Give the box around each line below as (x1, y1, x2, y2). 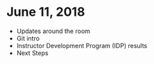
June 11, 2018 (6, 4, 85, 20)
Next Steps (16, 49, 49, 57)
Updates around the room (16, 27, 91, 35)
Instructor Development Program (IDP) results (16, 41, 148, 50)
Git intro (16, 34, 40, 42)
